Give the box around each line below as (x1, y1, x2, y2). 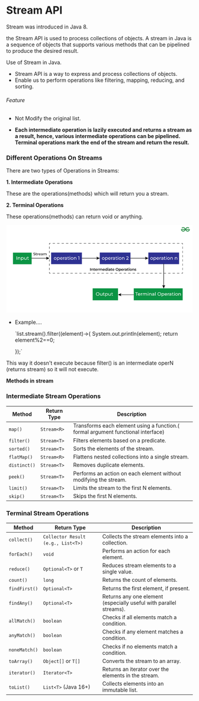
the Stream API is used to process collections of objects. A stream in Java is (6, 34, 192, 42)
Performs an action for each (102, 547, 171, 555)
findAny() (8, 600, 33, 606)
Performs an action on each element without (73, 470, 181, 477)
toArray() (8, 658, 33, 664)
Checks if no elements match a (102, 643, 178, 650)
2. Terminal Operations (6, 202, 64, 209)
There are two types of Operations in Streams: (6, 167, 120, 174)
